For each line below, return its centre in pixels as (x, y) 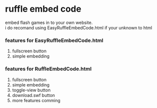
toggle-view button (31, 90)
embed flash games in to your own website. (49, 22)
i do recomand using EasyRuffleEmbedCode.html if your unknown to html (79, 27)
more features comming (36, 100)
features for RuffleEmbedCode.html (48, 69)
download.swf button (33, 95)
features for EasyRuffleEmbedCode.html (54, 40)
